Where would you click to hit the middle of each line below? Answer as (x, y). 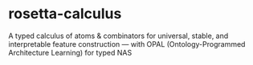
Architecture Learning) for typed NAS (70, 52)
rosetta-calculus (65, 14)
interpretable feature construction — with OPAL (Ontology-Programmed (127, 44)
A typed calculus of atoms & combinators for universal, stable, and (118, 36)
